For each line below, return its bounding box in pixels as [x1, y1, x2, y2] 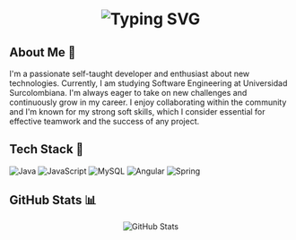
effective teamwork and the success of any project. [9, 116, 200, 126]
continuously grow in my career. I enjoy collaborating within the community [9, 97, 287, 107]
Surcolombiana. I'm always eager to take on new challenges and [9, 88, 248, 98]
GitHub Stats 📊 [9, 193, 97, 208]
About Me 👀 [9, 45, 76, 60]
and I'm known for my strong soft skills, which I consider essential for [9, 107, 266, 116]
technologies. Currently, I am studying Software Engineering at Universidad [9, 78, 288, 89]
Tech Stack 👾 [9, 141, 84, 157]
